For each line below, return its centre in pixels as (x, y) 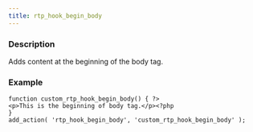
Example (26, 82)
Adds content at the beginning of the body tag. (86, 61)
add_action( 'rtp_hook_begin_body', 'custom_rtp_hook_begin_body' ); (127, 120)
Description (32, 43)
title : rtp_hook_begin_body (55, 16)
